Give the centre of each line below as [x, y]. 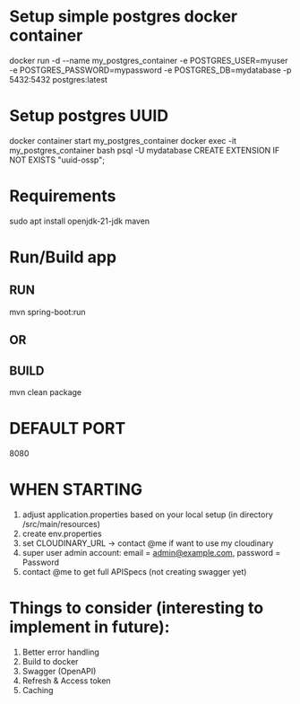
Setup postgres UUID [89, 116]
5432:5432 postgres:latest [58, 79]
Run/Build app [63, 257]
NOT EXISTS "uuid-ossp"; [57, 160]
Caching [38, 690]
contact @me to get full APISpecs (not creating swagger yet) [134, 571]
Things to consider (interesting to [137, 608]
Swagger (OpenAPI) [59, 671]
